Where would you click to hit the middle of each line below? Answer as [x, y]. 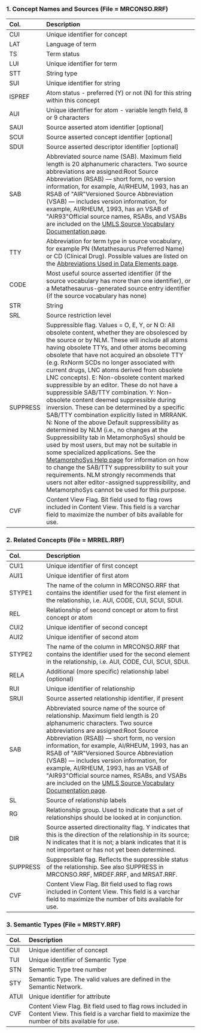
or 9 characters [68, 117]
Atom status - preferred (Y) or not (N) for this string [119, 93]
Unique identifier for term [82, 64]
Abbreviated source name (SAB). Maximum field [114, 156]
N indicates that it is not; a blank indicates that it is [116, 842]
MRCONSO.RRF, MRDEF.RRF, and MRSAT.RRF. [112, 874]
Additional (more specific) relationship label [108, 671]
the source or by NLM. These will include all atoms [117, 340]
